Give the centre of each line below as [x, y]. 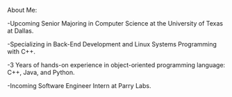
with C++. [22, 52]
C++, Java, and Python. [41, 72]
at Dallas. [20, 31]
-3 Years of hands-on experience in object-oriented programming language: [116, 65]
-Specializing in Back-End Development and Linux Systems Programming [112, 44]
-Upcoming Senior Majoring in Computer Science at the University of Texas [115, 23]
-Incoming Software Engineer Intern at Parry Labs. [79, 86]
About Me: [22, 10]
